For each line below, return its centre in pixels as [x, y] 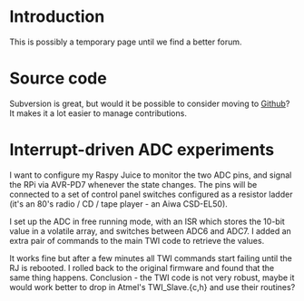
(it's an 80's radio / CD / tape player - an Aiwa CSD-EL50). [119, 204]
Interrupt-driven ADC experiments [142, 150]
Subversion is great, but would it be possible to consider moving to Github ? [150, 103]
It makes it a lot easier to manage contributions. [98, 113]
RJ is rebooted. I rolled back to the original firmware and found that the [142, 267]
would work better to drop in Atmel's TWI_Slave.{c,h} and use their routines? [152, 286]
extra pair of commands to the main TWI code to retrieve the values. [137, 240]
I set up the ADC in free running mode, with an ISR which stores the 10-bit [147, 221]
